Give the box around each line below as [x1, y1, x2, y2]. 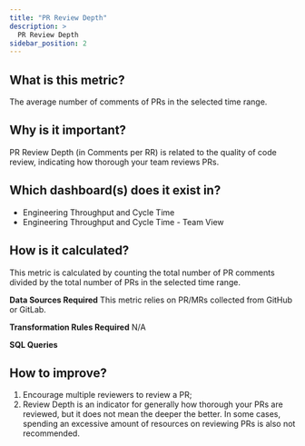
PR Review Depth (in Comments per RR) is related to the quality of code [9, 146, 277, 157]
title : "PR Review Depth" [9, 13, 107, 23]
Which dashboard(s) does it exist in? [9, 183, 221, 198]
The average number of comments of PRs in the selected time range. [9, 96, 268, 107]
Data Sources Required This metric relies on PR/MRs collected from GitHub [9, 294, 293, 305]
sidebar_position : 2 [9, 38, 88, 48]
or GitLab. [9, 303, 47, 314]
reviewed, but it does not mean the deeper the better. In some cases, [22, 409, 281, 420]
